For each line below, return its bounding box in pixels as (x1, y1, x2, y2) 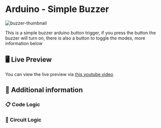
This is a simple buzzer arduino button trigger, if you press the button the (5, 29, 156, 35)
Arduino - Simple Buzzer (5, 3, 109, 15)
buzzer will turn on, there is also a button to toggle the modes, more (5, 35, 145, 41)
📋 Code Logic (5, 101, 40, 108)
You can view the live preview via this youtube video (5, 71, 114, 77)
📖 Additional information (5, 86, 83, 94)
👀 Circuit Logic (5, 116, 42, 123)
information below (5, 40, 43, 46)
